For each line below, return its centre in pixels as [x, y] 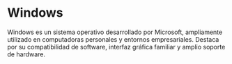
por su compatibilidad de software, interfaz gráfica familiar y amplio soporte [116, 47]
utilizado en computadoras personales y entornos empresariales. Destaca [113, 39]
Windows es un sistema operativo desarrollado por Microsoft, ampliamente [115, 32]
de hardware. [26, 54]
